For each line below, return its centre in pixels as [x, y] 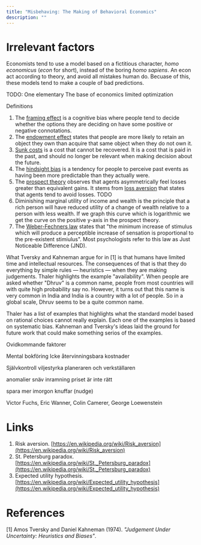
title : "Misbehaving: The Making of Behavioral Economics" [82, 12]
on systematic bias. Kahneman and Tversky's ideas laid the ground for [93, 327]
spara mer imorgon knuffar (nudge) [50, 391]
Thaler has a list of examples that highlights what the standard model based [100, 314]
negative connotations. [43, 131]
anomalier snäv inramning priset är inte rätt [59, 380]
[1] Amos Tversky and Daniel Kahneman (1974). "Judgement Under [88, 529]
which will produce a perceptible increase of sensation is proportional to [104, 233]
